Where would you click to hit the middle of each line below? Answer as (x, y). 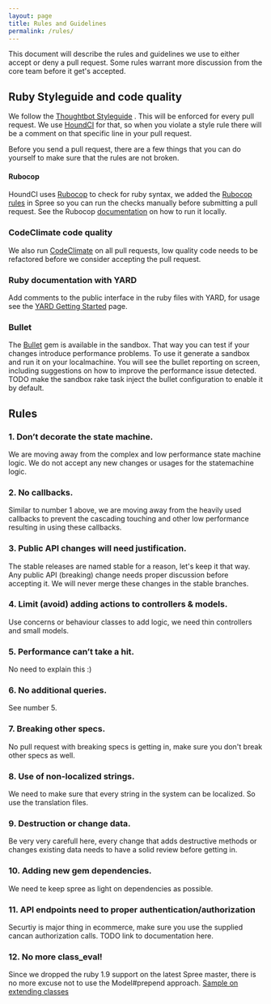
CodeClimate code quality (61, 233)
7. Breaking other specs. (57, 729)
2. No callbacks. (41, 492)
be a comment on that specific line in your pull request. (100, 134)
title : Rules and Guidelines (57, 24)
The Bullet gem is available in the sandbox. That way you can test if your (129, 345)
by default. (26, 388)
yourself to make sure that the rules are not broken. (94, 158)
